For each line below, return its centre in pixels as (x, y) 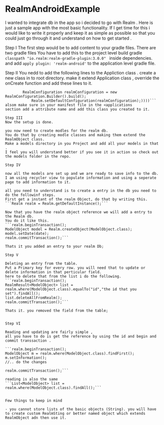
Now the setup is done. (29, 122)
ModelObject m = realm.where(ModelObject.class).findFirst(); (70, 354)
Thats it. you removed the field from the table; (57, 310)
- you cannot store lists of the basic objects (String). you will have (81, 409)
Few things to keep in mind (34, 401)
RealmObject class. (25, 139)
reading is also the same (31, 379)
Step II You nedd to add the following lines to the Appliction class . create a (81, 72)
